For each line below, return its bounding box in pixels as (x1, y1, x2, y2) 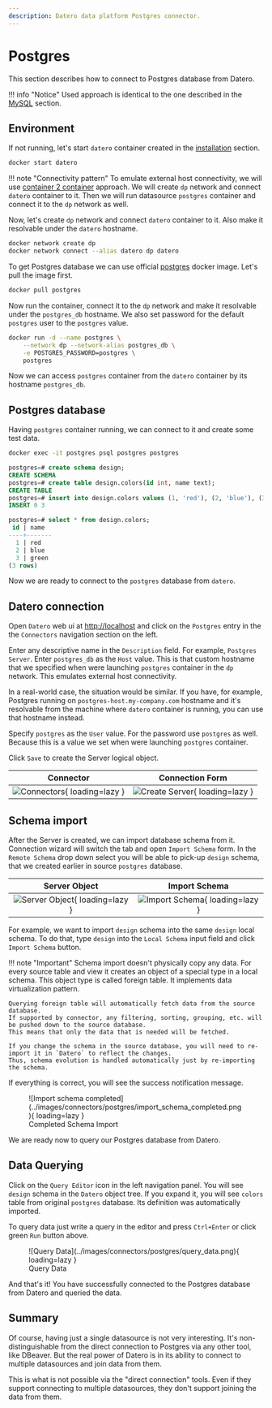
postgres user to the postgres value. (8, 317, 129, 327)
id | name (11, 524, 45, 532)
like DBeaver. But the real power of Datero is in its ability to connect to (8, 1350, 241, 1360)
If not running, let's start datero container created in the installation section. (8, 143, 261, 153)
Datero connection (8, 599, 104, 613)
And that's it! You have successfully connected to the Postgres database (8, 1279, 251, 1289)
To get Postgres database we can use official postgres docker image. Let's (8, 261, 258, 271)
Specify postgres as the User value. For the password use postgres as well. (8, 728, 258, 739)
